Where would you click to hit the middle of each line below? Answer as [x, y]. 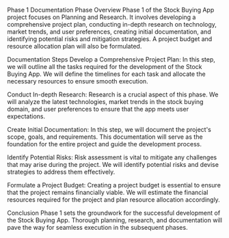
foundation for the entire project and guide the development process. [104, 144]
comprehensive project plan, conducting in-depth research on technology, [112, 24]
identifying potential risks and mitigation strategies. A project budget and [110, 39]
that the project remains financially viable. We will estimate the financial [108, 192]
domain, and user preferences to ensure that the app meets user [98, 109]
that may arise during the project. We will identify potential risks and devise [113, 164]
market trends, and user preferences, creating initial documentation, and [109, 31]
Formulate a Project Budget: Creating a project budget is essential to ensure [114, 185]
